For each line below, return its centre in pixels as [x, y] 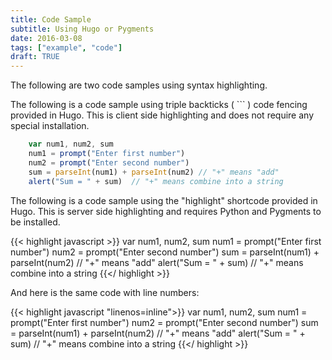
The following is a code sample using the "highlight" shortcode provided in [164, 200]
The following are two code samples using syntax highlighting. [139, 85]
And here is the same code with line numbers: [105, 292]
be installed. [35, 222]
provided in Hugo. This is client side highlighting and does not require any [162, 115]
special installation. [50, 126]
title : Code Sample [51, 19]
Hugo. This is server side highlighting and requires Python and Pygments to [166, 211]
